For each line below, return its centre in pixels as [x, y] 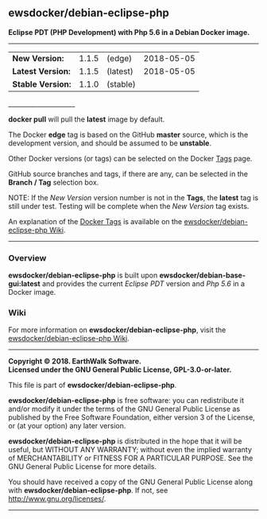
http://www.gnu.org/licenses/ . [57, 499]
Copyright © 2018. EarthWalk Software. [75, 362]
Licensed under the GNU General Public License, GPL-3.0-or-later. [120, 370]
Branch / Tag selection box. [54, 182]
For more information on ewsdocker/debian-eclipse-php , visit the [117, 330]
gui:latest [25, 284]
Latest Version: [42, 71]
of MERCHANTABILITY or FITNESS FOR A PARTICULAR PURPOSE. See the [131, 458]
